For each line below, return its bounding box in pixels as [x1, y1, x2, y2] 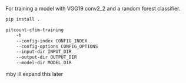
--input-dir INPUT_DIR [16, 49, 72, 55]
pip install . [5, 16, 41, 22]
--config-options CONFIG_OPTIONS [16, 44, 98, 49]
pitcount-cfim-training [5, 26, 64, 33]
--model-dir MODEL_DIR [16, 60, 72, 66]
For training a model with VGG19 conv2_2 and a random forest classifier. [5, 5, 181, 12]
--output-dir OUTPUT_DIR [16, 54, 77, 61]
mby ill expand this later [5, 71, 64, 77]
